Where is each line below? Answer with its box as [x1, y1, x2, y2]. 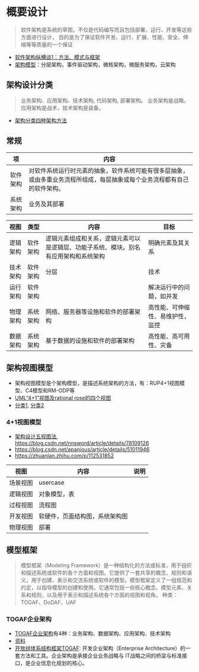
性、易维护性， [147, 312, 190, 320]
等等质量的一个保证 [25, 41, 73, 48]
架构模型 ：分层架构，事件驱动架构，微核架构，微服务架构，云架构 [14, 60, 176, 68]
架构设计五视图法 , [14, 433, 58, 440]
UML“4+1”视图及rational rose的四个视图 [14, 395, 111, 402]
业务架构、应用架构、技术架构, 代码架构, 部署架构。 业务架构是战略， [20, 97, 190, 104]
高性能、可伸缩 [147, 303, 190, 311]
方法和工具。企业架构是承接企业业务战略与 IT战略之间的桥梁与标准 [20, 652, 182, 659]
